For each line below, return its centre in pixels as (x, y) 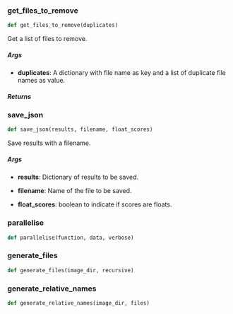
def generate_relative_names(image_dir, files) (79, 303)
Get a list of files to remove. (47, 39)
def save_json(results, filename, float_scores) (80, 129)
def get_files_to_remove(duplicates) (63, 25)
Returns (19, 96)
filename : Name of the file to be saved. (74, 191)
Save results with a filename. (49, 143)
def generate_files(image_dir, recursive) (71, 270)
